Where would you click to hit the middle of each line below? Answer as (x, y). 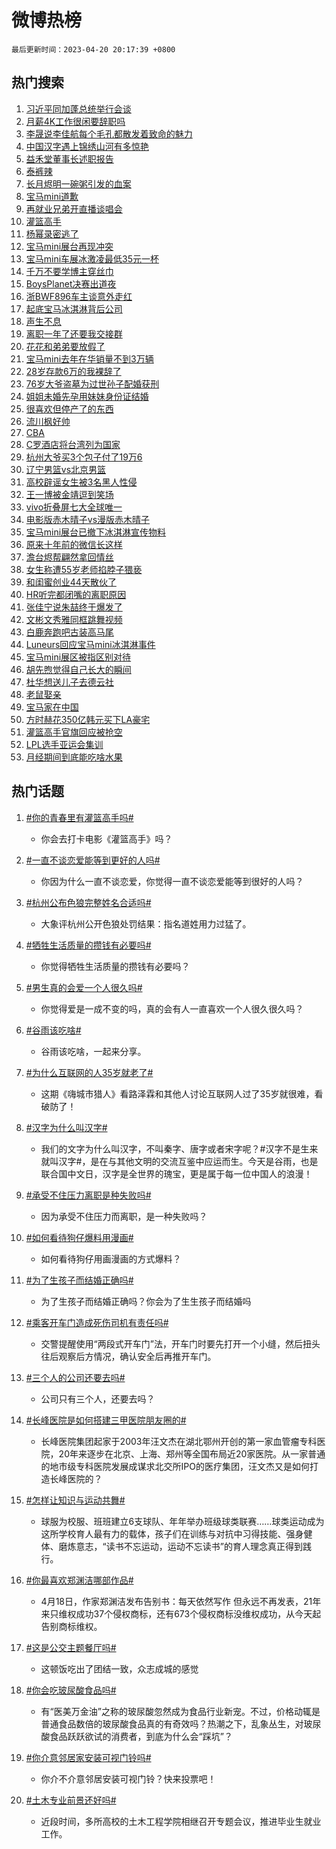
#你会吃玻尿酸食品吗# (71, 1690)
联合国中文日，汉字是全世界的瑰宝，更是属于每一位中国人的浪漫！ (176, 1173)
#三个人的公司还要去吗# (75, 1377)
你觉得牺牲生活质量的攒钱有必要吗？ (115, 966)
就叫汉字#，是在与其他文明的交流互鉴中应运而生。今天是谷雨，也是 (179, 1161)
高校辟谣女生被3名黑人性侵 (81, 482)
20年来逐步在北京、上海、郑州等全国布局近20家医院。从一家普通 (192, 1453)
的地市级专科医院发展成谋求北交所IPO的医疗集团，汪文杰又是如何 (175, 1466)
